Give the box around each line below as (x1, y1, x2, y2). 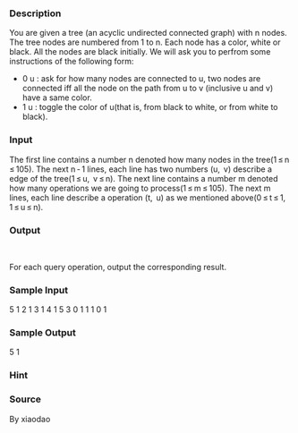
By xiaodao (9, 413, 51, 424)
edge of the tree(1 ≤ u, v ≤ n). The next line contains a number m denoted (9, 173, 278, 183)
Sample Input (9, 284, 69, 296)
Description (9, 7, 62, 20)
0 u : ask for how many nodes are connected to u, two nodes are (21, 73, 261, 84)
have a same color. (21, 92, 92, 103)
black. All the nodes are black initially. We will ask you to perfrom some (9, 47, 271, 57)
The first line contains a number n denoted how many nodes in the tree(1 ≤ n (9, 154, 290, 165)
